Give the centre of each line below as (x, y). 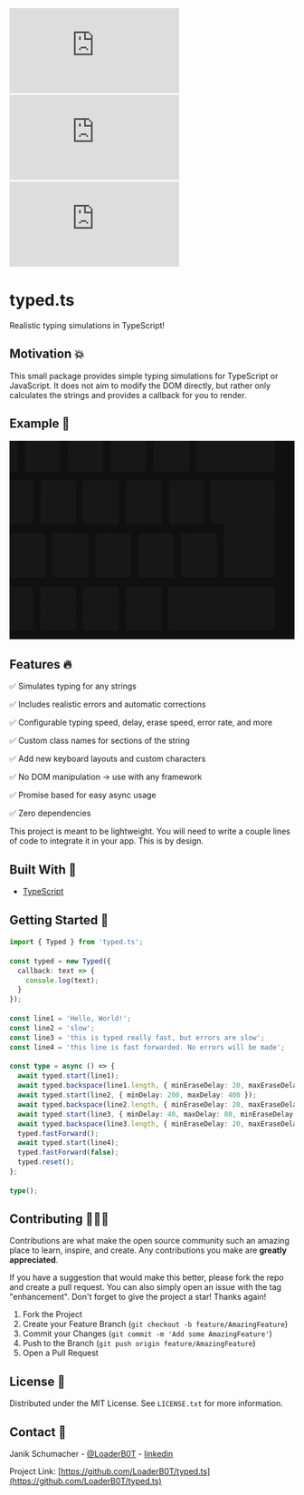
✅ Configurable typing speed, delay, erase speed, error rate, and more (141, 723)
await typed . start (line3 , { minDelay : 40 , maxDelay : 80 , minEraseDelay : (157, 1114)
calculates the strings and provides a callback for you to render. (128, 395)
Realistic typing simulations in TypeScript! (87, 325)
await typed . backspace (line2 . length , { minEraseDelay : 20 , (131, 1104)
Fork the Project (52, 1314)
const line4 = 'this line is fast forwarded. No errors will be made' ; (147, 1047)
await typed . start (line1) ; (68, 1076)
